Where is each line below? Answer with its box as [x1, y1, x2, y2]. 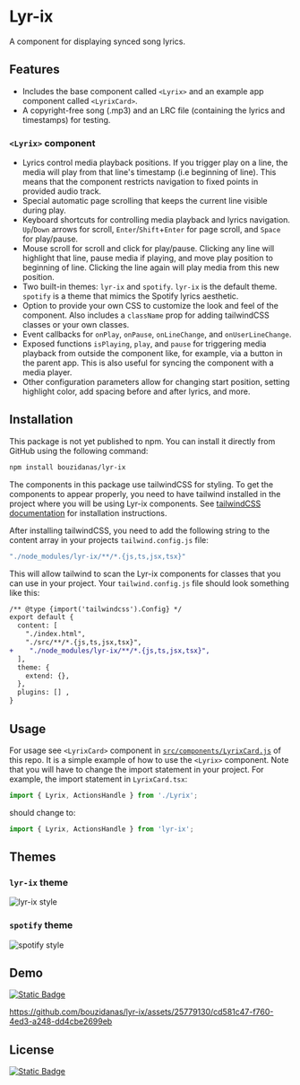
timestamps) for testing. [21, 114, 111, 125]
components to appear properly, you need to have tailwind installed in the [9, 488, 281, 499]
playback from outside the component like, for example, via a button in [21, 348, 284, 359]
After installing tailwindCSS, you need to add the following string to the [9, 525, 270, 536]
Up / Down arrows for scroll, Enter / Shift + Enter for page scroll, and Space [21, 224, 281, 235]
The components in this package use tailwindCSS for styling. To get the [9, 478, 274, 490]
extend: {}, [25, 671, 70, 680]
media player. [21, 367, 73, 378]
